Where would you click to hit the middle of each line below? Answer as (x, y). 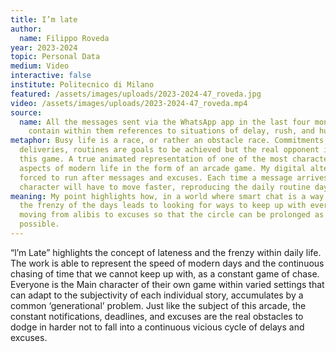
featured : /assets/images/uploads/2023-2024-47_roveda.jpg (136, 94)
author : (26, 29)
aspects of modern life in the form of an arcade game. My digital (163, 168)
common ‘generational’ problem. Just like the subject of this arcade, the (158, 305)
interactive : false (51, 76)
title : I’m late (44, 19)
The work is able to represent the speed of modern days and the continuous (167, 263)
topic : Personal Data (55, 57)
